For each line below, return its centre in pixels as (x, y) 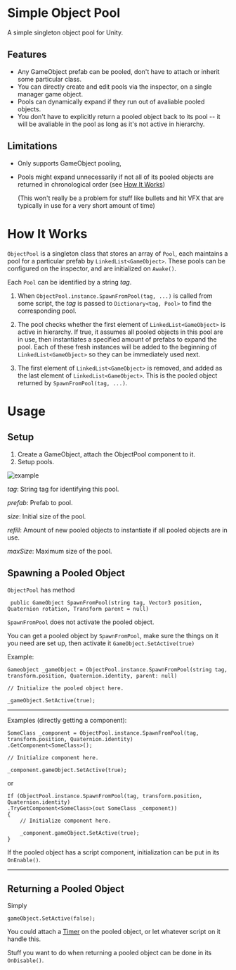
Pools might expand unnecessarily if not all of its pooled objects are (116, 177)
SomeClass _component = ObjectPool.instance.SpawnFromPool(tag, (103, 733)
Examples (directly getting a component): (67, 721)
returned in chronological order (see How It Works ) (91, 184)
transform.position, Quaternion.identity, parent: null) (92, 676)
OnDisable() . (26, 960)
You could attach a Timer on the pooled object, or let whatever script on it (114, 932)
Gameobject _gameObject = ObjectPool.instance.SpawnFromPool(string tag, (118, 670)
